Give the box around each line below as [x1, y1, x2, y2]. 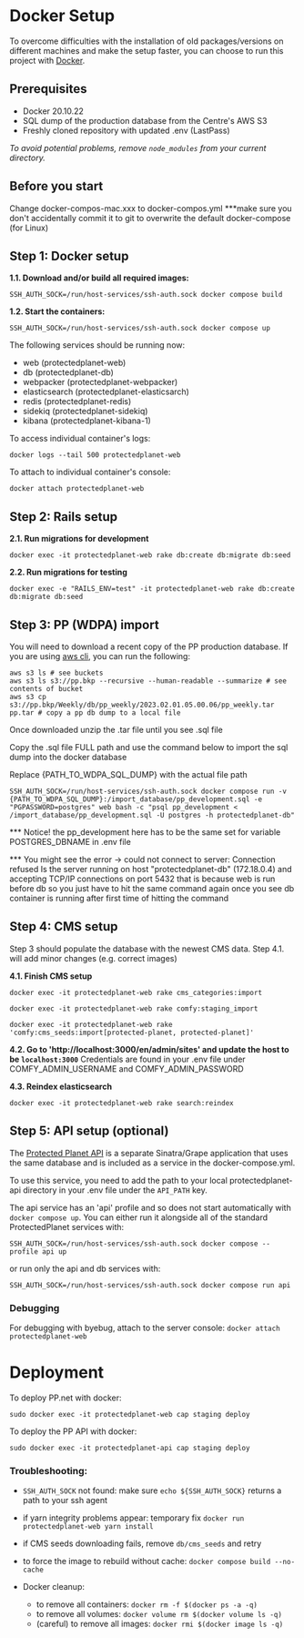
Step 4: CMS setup [9, 919, 118, 934]
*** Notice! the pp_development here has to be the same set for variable [9, 827, 281, 838]
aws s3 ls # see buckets [9, 668, 104, 677]
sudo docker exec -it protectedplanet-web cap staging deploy [9, 1409, 250, 1419]
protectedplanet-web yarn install [22, 1522, 154, 1531]
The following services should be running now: [9, 340, 186, 351]
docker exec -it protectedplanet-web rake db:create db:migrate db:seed [9, 551, 291, 560]
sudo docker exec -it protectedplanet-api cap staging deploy [9, 1443, 250, 1452]
